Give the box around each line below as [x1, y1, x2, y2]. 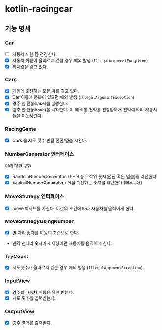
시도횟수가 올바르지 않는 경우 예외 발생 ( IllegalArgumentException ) [12, 265, 143, 271]
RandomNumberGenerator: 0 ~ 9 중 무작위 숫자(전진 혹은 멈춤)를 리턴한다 [12, 174, 157, 180]
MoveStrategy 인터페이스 [5, 193, 64, 200]
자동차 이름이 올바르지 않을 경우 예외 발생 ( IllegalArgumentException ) [12, 57, 148, 63]
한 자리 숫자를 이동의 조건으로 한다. [12, 230, 80, 236]
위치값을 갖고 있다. [12, 64, 48, 70]
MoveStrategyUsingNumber [5, 218, 74, 225]
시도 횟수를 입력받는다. [12, 295, 56, 301]
